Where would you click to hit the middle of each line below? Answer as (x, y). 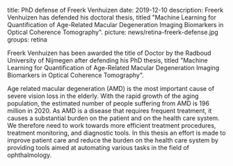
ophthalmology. (30, 155)
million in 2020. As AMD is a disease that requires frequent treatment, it (110, 111)
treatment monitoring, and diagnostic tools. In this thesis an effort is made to (116, 133)
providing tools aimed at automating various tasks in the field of (98, 148)
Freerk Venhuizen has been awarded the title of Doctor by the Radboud (109, 53)
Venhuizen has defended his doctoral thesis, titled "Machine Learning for (112, 17)
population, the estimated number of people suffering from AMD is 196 (109, 103)
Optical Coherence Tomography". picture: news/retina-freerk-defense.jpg (113, 32)
